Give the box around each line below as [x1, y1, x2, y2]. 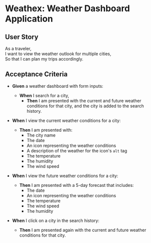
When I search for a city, [19, 92, 70, 98]
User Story [5, 33, 38, 41]
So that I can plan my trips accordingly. [5, 56, 84, 61]
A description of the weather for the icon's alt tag [26, 147, 128, 154]
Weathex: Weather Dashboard [5, 3, 130, 14]
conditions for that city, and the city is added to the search [26, 103, 144, 109]
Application [5, 13, 53, 24]
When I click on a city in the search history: [12, 218, 100, 223]
